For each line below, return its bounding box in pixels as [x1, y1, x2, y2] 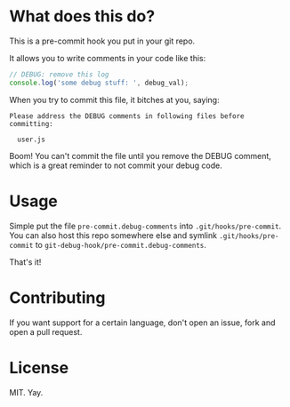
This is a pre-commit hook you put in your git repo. [9, 36, 196, 46]
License [9, 357, 69, 378]
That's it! [9, 256, 42, 267]
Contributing [9, 287, 106, 307]
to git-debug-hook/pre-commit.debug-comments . [35, 239, 207, 250]
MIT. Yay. [9, 387, 44, 397]
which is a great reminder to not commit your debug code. [9, 160, 222, 171]
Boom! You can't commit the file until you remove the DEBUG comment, [9, 150, 271, 161]
